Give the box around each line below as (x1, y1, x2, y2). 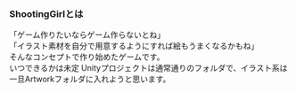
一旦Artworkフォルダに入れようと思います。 (9, 73, 171, 85)
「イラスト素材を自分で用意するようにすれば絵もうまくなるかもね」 (9, 41, 259, 51)
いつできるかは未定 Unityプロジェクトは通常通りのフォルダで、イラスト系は (9, 63, 288, 73)
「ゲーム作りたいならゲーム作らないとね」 (9, 29, 166, 41)
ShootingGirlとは (9, 7, 84, 19)
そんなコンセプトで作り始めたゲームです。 (9, 51, 165, 63)
